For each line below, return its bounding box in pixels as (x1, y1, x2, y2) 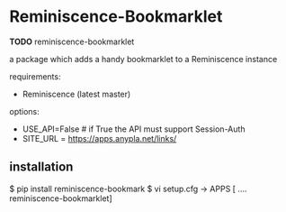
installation (9, 160, 74, 175)
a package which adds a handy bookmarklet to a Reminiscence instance (9, 53, 278, 64)
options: (9, 106, 40, 116)
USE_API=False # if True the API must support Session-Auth (22, 124, 246, 134)
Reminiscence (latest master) (22, 88, 131, 99)
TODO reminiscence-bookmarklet (9, 36, 135, 47)
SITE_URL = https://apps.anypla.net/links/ (22, 133, 177, 143)
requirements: (9, 70, 61, 82)
